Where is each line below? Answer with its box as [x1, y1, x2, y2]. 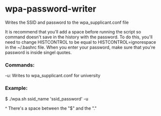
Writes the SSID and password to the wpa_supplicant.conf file [5, 19, 129, 25]
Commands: [5, 62, 35, 68]
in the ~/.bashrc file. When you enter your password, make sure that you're [5, 44, 156, 50]
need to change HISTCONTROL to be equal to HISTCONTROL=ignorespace [5, 39, 157, 45]
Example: [5, 85, 28, 92]
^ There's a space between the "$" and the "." [5, 105, 97, 111]
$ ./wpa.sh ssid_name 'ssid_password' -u [5, 96, 89, 101]
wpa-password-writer [5, 3, 96, 15]
